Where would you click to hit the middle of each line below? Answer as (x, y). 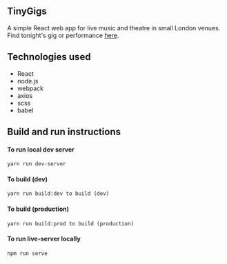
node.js (28, 81)
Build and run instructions (64, 132)
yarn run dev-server (37, 164)
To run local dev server (41, 149)
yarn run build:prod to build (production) (71, 223)
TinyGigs (27, 11)
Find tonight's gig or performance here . (63, 35)
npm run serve (28, 253)
